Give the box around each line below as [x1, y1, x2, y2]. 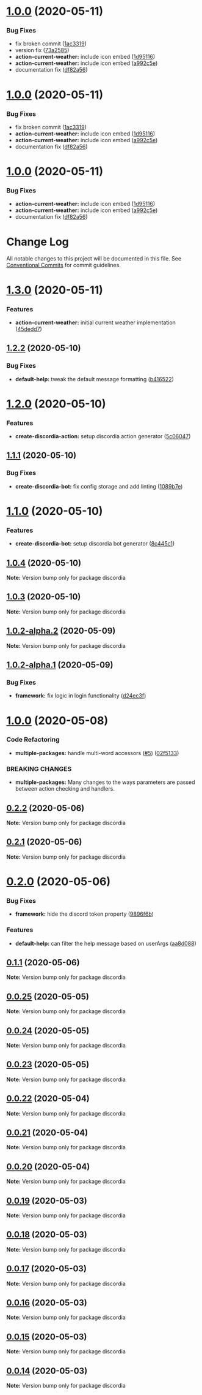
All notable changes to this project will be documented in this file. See [6, 255, 182, 262]
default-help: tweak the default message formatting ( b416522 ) [15, 375, 174, 382]
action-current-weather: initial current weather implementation [15, 319, 176, 326]
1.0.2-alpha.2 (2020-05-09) [6, 626, 116, 636]
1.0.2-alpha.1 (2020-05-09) [6, 660, 114, 671]
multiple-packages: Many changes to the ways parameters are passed [15, 778, 195, 786]
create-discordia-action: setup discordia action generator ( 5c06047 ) [15, 433, 191, 440]
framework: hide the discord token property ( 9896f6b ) [15, 910, 154, 918]
